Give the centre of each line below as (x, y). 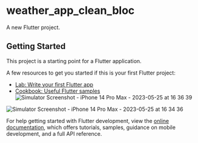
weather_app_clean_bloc (71, 11)
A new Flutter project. (33, 27)
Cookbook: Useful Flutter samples (58, 91)
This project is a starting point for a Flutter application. (74, 61)
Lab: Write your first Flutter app (54, 84)
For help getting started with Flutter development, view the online (88, 121)
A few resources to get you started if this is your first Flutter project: (91, 73)
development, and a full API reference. (54, 133)
